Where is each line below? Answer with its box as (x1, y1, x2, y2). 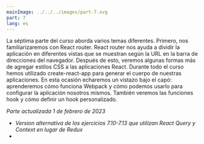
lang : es (6, 20, 29, 26)
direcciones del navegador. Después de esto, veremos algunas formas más (6, 56, 196, 64)
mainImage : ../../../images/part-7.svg (6, 9, 108, 15)
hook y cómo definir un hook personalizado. (6, 96, 118, 103)
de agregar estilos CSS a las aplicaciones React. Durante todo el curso (6, 63, 184, 70)
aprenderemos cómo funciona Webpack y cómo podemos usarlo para (6, 83, 183, 90)
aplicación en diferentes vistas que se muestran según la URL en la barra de (6, 50, 199, 58)
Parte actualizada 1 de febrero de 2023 (6, 108, 106, 115)
